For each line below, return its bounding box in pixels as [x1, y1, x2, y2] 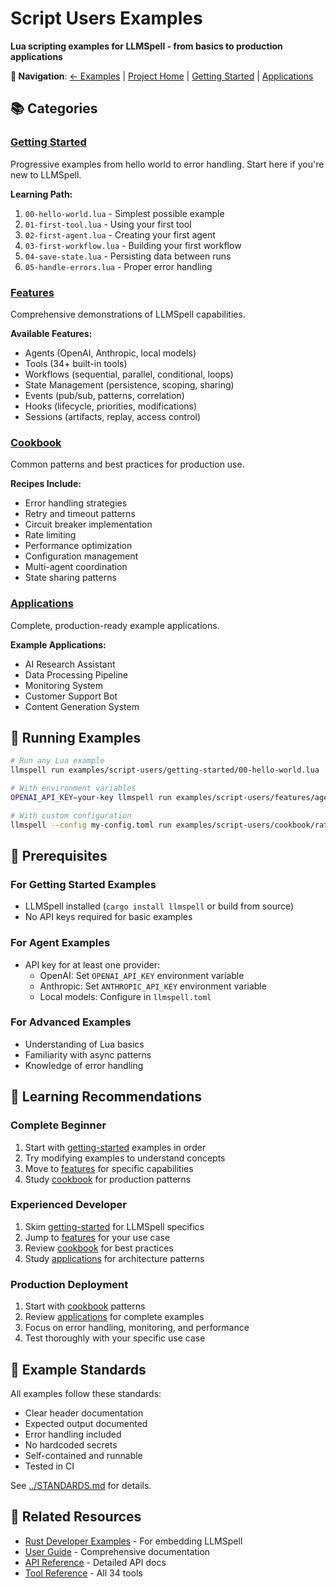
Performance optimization [24, 540, 133, 552]
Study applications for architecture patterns [24, 1252, 205, 1264]
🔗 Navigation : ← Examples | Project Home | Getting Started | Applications [10, 70, 314, 82]
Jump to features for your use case [24, 1231, 171, 1243]
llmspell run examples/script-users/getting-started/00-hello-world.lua [10, 765, 320, 776]
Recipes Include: [10, 478, 82, 490]
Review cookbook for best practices [24, 1242, 174, 1254]
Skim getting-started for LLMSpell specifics [24, 1220, 205, 1232]
